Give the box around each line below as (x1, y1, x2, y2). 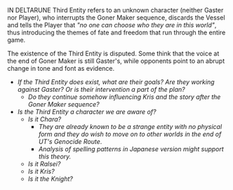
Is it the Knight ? (27, 175, 74, 183)
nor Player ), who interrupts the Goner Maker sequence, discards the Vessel (7, 13, 226, 22)
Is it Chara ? (27, 115, 62, 123)
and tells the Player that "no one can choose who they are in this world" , (7, 21, 217, 29)
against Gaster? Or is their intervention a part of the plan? (17, 86, 186, 93)
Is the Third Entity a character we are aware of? (17, 108, 157, 116)
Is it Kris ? (27, 168, 55, 175)
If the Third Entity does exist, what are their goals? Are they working (17, 78, 215, 86)
